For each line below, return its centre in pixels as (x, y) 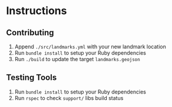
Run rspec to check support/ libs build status (69, 98)
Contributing (30, 33)
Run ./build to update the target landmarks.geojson (77, 59)
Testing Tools (32, 78)
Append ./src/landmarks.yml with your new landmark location (90, 46)
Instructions (37, 11)
